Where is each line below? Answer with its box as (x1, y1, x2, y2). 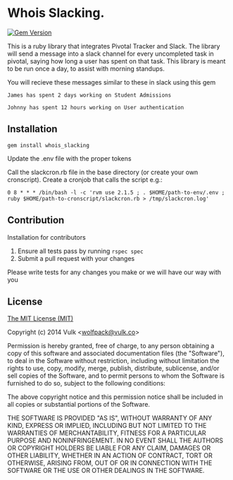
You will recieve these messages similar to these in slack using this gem (7, 78, 216, 86)
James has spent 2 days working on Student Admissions (7, 92, 172, 99)
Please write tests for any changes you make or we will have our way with (7, 268, 222, 276)
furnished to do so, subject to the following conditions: (7, 379, 165, 388)
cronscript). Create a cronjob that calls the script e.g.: (7, 175, 163, 184)
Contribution (7, 214, 65, 226)
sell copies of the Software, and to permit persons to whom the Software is (7, 371, 225, 380)
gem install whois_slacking (7, 142, 90, 149)
